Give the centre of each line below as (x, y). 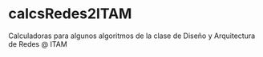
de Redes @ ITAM (38, 44)
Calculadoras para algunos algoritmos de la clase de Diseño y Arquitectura (132, 36)
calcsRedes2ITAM (70, 14)
